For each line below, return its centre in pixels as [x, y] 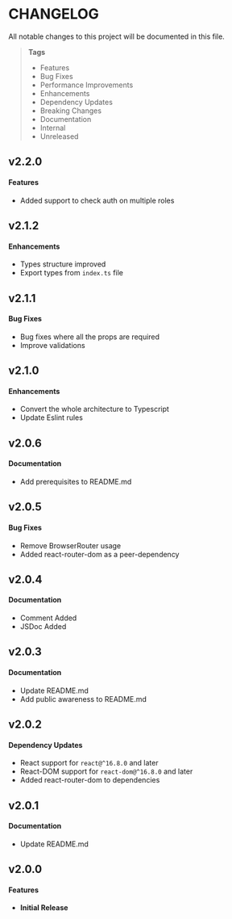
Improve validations [53, 345]
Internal [53, 128]
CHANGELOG [54, 14]
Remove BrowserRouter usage [70, 545]
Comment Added [48, 618]
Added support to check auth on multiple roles [97, 200]
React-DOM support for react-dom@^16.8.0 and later [106, 771]
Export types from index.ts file [71, 273]
